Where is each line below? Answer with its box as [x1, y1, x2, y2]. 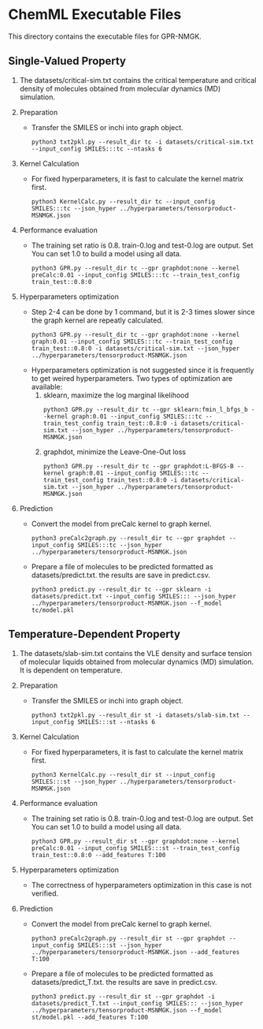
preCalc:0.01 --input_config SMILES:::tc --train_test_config [31, 270, 240, 279]
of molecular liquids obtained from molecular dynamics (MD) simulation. [19, 657, 254, 666]
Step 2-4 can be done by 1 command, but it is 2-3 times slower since [31, 307, 256, 316]
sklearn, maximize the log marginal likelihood [43, 390, 189, 400]
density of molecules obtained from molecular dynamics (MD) [19, 84, 221, 93]
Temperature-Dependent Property [8, 628, 181, 641]
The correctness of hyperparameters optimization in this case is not [31, 880, 252, 889]
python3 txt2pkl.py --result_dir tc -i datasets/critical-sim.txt [31, 138, 254, 146]
